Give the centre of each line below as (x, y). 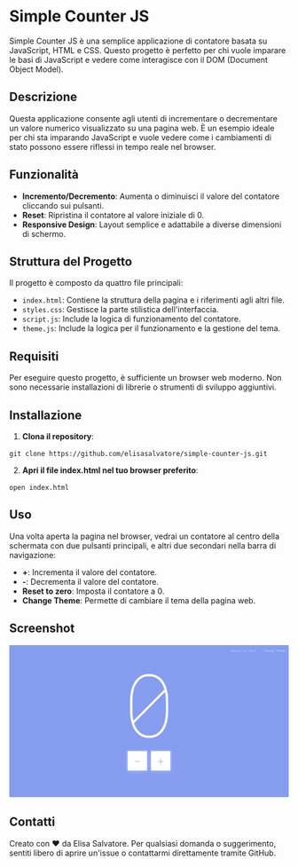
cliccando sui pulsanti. (63, 205)
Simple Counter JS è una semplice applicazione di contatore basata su (138, 41)
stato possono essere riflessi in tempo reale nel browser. (113, 146)
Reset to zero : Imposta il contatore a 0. (93, 591)
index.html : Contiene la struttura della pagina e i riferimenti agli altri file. (153, 300)
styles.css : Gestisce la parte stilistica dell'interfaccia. (120, 310)
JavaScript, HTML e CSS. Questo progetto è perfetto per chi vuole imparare (148, 50)
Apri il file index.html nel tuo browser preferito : (110, 470)
